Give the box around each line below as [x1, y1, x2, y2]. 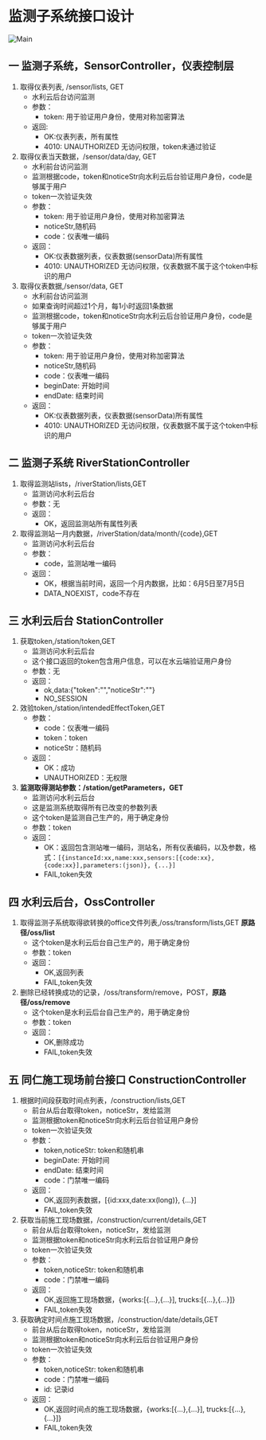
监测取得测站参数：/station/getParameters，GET [19, 783, 184, 793]
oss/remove [29, 998, 71, 1007]
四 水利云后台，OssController [8, 895, 155, 908]
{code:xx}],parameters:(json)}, [43, 861, 151, 869]
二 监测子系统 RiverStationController [8, 456, 190, 470]
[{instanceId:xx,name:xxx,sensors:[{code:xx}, [57, 854, 215, 862]
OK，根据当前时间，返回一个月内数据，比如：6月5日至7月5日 [43, 579, 245, 588]
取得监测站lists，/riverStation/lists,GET [19, 479, 147, 489]
